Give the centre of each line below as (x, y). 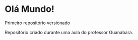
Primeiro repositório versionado (38, 23)
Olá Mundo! (30, 9)
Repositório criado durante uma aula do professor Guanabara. (69, 32)
